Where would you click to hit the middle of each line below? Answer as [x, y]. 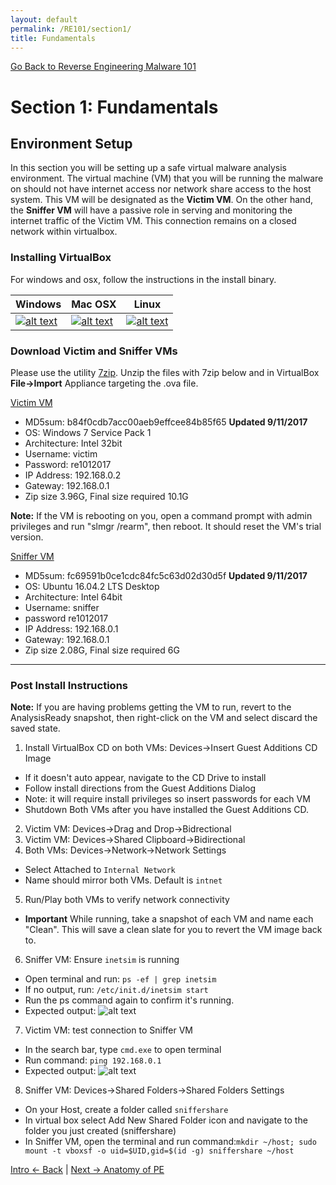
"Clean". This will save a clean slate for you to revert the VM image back [173, 930]
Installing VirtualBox [61, 258]
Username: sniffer [62, 607]
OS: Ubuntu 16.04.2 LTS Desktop [92, 586]
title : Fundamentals [53, 38]
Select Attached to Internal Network [100, 870]
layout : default [44, 19]
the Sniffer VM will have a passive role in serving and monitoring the [151, 210]
